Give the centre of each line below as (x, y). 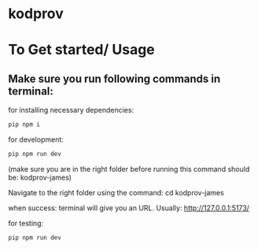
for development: (36, 139)
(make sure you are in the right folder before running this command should (129, 169)
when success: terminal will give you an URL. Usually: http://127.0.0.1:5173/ (129, 208)
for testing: (26, 223)
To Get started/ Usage (81, 50)
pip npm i (24, 124)
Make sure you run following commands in (114, 78)
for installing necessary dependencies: (71, 110)
